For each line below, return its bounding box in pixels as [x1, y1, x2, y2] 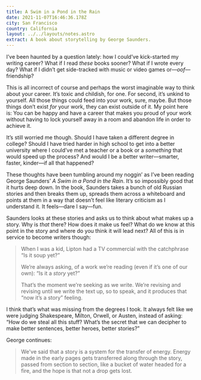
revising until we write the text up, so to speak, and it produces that [20, 288, 187, 295]
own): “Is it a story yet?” [20, 270, 80, 277]
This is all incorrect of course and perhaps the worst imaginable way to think [6, 84, 195, 91]
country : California [6, 25, 58, 32]
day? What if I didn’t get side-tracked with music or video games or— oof [6, 66, 185, 73]
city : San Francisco [6, 20, 58, 26]
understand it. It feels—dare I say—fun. [6, 203, 103, 210]
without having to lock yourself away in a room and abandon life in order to [6, 116, 191, 123]
